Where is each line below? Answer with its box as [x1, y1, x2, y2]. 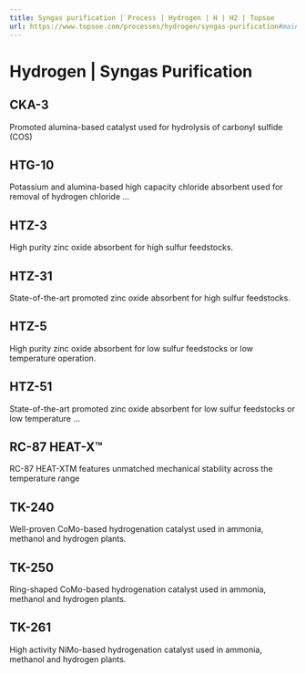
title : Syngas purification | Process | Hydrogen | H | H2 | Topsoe [9, 13, 275, 23]
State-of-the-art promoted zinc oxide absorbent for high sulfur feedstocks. [9, 292, 291, 303]
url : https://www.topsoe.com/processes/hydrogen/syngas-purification [9, 22, 280, 31]
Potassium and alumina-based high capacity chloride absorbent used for [9, 181, 284, 192]
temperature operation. [9, 352, 97, 363]
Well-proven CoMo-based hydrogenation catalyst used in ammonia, [9, 524, 264, 535]
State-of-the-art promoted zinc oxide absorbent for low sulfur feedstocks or [9, 403, 296, 414]
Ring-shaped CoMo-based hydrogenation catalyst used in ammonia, [9, 584, 267, 595]
